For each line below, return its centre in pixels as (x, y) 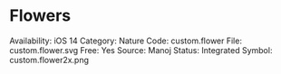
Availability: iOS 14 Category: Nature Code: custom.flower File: (126, 41)
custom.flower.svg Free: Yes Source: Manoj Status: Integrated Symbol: (141, 50)
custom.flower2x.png (49, 60)
